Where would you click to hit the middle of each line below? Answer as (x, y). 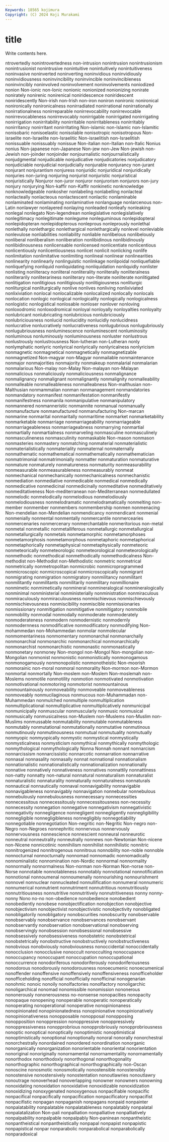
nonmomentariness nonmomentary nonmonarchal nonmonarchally (74, 636)
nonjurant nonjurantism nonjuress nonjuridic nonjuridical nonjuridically (78, 170)
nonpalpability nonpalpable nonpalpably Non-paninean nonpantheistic (78, 1118)
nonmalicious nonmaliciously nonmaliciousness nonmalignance (71, 374)
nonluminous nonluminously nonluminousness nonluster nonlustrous (76, 336)
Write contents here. (26, 53)
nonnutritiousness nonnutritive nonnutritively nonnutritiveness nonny (77, 893)
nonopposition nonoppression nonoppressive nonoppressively (70, 1022)
